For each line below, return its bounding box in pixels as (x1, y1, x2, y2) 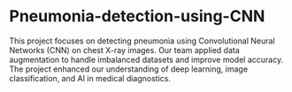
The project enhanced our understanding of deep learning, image (9, 64, 249, 74)
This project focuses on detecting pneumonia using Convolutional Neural (9, 35, 276, 46)
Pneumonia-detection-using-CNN (9, 6, 265, 27)
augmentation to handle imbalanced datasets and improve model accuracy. (9, 54, 284, 65)
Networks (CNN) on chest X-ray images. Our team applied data (9, 44, 241, 55)
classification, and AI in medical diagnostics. (9, 73, 171, 83)
